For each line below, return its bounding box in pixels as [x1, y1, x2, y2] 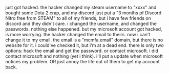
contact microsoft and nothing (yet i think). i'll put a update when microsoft [5, 53, 163, 59]
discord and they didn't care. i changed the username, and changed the [5, 20, 157, 27]
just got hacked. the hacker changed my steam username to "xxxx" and [5, 5, 157, 10]
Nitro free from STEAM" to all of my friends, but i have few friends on [5, 15, 151, 21]
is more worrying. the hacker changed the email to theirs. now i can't [5, 32, 151, 37]
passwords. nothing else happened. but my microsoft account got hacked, [5, 26, 162, 32]
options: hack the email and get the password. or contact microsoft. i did [5, 48, 159, 54]
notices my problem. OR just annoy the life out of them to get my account [5, 59, 160, 64]
